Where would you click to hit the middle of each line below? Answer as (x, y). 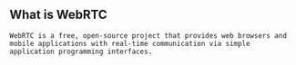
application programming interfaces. (81, 51)
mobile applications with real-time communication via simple (130, 43)
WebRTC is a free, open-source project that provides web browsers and (148, 35)
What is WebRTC (58, 15)
